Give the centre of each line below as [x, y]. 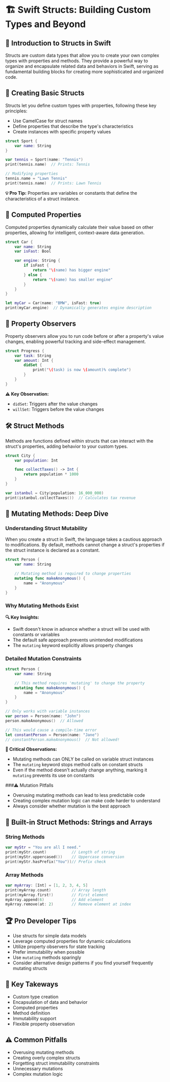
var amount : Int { [34, 360]
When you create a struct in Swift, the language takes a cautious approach [84, 539]
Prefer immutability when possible [48, 952]
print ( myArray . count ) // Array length [56, 890]
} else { [33, 275]
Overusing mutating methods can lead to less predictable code [79, 795]
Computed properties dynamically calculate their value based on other [79, 227]
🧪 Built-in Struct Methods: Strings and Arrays [79, 822]
